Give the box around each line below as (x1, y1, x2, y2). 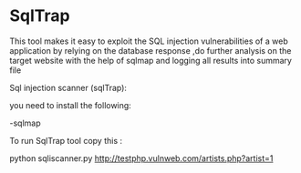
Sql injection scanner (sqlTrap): (9, 82, 128, 93)
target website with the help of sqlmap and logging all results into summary (9, 55, 292, 66)
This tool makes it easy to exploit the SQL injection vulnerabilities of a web (9, 36, 289, 46)
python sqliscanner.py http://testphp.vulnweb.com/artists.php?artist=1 (9, 152, 274, 164)
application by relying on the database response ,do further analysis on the (9, 45, 292, 56)
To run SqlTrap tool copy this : (9, 135, 123, 146)
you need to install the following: (9, 99, 132, 110)
